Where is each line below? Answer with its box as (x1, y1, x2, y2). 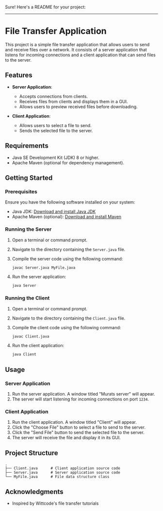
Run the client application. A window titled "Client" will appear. (12, 419, 137, 425)
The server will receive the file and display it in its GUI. (12, 435, 121, 441)
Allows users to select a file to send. (19, 122, 92, 128)
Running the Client (5, 295, 50, 302)
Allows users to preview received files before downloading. (19, 104, 138, 110)
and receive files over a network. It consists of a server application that (5, 47, 147, 52)
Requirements (5, 142, 49, 150)
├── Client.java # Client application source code (5, 466, 120, 471)
